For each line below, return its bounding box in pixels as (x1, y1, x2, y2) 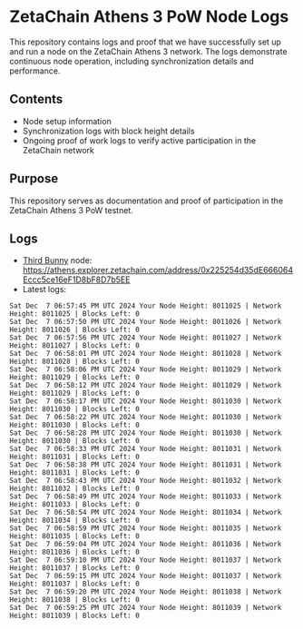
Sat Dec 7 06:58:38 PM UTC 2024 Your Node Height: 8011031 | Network (9, 460, 282, 469)
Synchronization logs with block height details (22, 125, 195, 136)
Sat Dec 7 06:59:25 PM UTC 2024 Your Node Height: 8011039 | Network (9, 604, 282, 613)
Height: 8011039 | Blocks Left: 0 (9, 611, 141, 621)
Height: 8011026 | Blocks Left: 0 (9, 325, 141, 335)
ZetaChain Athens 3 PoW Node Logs (9, 6, 289, 27)
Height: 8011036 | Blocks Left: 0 (9, 547, 141, 557)
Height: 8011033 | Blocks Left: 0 (9, 500, 141, 509)
